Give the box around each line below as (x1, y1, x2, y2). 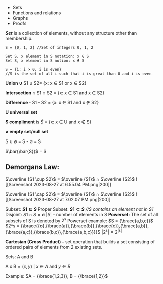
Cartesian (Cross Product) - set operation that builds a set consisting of (5, 239, 155, 245)
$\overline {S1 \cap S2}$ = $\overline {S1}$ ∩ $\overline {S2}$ (5, 191, 135, 197)
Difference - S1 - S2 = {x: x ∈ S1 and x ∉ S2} (5, 100, 99, 105)
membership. (5, 35, 33, 41)
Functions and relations (12, 10, 61, 16)
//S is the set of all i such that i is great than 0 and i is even (5, 71, 152, 76)
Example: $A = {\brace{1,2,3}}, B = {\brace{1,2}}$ (5, 273, 108, 279)
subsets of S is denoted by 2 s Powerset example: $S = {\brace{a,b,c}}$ (5, 217, 153, 224)
